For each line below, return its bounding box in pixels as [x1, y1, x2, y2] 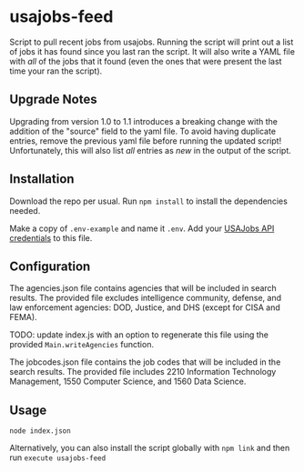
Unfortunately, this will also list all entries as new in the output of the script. [9, 145, 291, 156]
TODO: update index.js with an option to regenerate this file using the [9, 329, 269, 340]
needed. [9, 205, 41, 216]
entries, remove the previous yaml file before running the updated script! [9, 135, 282, 146]
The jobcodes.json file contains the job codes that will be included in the [9, 357, 281, 367]
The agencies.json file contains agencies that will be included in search [9, 283, 278, 294]
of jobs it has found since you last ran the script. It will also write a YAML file [9, 45, 296, 56]
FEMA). [9, 312, 38, 323]
